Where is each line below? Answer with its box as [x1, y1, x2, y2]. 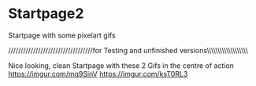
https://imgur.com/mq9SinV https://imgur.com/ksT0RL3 [8, 69, 188, 78]
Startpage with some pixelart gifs [8, 30, 116, 40]
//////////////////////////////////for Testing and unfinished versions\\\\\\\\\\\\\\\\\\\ [8, 45, 248, 55]
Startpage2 [8, 5, 84, 23]
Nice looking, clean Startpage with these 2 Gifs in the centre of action [8, 60, 235, 70]
